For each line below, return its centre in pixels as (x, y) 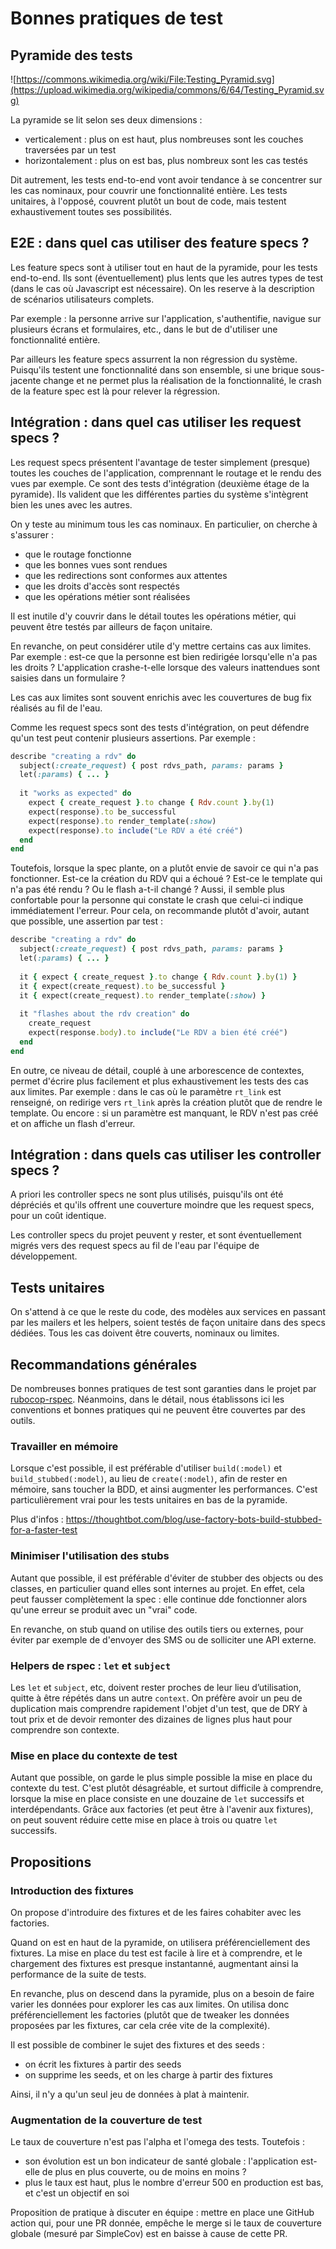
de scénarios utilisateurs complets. (82, 299)
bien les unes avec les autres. (71, 504)
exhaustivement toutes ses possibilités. (91, 211)
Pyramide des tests (71, 55)
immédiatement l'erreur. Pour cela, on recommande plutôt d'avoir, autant (160, 911)
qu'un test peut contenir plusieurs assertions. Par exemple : (133, 738)
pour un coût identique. (58, 1216)
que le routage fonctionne (78, 554)
